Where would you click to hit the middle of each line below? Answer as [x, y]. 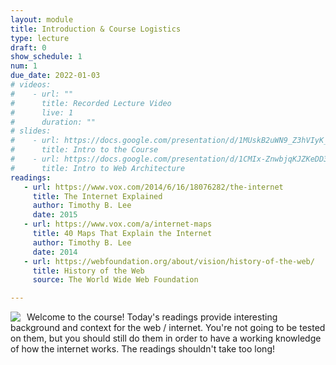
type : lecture [40, 38]
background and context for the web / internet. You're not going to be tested [168, 328]
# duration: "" [53, 122]
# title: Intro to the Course [84, 150]
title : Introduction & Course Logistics [96, 29]
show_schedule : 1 [46, 57]
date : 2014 [55, 252]
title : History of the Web [88, 271]
